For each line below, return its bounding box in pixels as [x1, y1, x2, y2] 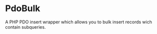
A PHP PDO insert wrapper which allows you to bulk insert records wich [5, 19, 153, 25]
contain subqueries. [5, 24, 46, 30]
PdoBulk [5, 3, 41, 14]
